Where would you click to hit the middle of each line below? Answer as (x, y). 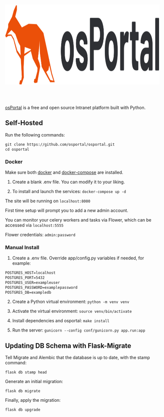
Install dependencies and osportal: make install (61, 321)
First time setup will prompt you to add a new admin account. (67, 211)
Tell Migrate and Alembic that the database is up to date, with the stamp (78, 358)
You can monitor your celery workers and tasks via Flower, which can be (78, 220)
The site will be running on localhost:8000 (48, 201)
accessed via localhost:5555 (34, 225)
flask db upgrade (23, 410)
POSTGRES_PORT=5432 (25, 278)
